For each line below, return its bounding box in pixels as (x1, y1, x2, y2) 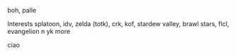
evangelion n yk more (7, 28, 71, 35)
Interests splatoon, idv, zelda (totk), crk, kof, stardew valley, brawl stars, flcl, (7, 20, 230, 28)
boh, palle (7, 6, 37, 14)
